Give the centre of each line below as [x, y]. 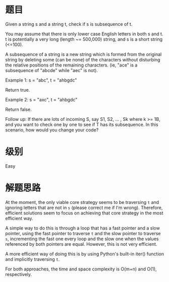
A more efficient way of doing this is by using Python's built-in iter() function [84, 254]
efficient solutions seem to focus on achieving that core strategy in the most [84, 213]
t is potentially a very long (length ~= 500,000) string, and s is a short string [84, 39]
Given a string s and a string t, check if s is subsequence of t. [69, 24]
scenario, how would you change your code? [52, 130]
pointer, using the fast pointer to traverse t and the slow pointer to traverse [83, 233]
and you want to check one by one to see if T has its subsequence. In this [82, 124]
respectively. [18, 274]
